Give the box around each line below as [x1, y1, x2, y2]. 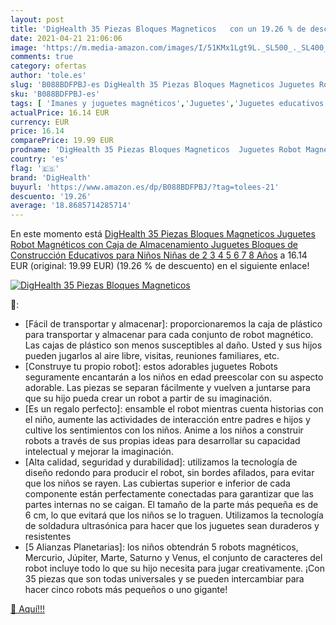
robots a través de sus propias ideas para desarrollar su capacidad [24, 435, 301, 447]
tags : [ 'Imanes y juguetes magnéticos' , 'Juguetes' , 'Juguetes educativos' [10, 98, 329, 108]
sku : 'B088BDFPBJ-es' [10, 89, 101, 99]
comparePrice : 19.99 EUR [10, 136, 114, 146]
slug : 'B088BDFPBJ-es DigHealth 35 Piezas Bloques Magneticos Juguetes [10, 80, 315, 90]
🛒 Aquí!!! [10, 603, 46, 615]
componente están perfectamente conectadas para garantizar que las [24, 488, 314, 500]
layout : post [10, 14, 65, 25]
